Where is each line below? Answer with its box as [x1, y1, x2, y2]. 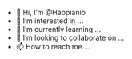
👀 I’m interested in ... [15, 16, 84, 26]
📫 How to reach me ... [15, 42, 90, 51]
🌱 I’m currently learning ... [15, 25, 102, 33]
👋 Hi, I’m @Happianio [15, 8, 86, 17]
